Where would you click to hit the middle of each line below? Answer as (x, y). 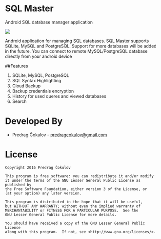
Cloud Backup (26, 86)
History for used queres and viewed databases (59, 96)
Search (19, 101)
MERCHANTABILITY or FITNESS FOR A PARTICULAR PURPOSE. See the (72, 210)
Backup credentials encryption (43, 91)
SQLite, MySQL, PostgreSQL (41, 75)
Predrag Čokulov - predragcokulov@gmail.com (60, 135)
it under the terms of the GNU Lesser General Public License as (73, 180)
